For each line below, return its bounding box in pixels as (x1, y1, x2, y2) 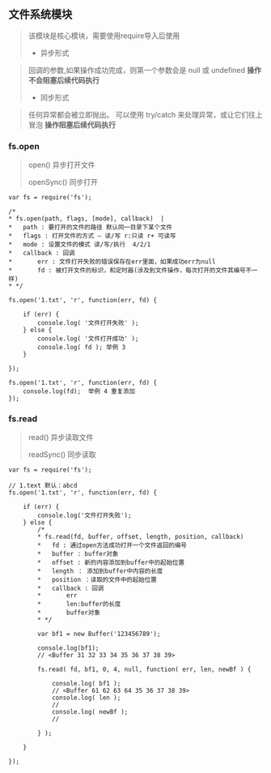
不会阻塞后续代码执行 (28, 75, 100, 85)
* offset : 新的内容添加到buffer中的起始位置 (37, 558, 184, 567)
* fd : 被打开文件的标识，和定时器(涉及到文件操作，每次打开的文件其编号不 (8, 267, 252, 275)
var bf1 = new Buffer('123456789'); (37, 630, 161, 638)
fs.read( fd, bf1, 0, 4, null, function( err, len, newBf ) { (37, 665, 252, 674)
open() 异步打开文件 (28, 160, 95, 170)
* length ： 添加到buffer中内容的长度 (37, 567, 163, 575)
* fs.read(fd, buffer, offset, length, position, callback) (37, 533, 244, 541)
